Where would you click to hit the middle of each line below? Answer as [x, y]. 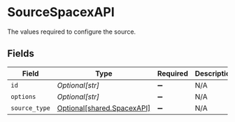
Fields [21, 54]
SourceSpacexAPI [61, 12]
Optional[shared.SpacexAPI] [104, 108]
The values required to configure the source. [72, 32]
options [23, 96]
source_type [31, 108]
